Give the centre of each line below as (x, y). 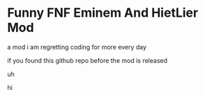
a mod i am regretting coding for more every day (77, 47)
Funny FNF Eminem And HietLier (103, 13)
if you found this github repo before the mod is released (88, 60)
